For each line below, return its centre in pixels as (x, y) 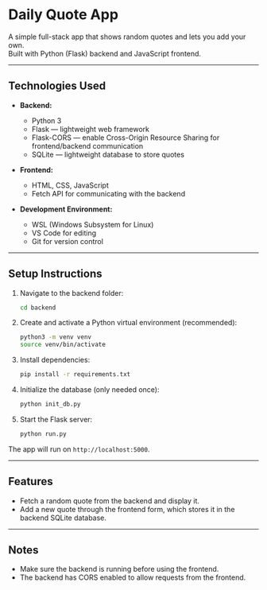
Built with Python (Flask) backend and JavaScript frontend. (104, 53)
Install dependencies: (55, 360)
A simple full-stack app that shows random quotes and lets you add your (127, 37)
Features (31, 481)
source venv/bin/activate (62, 345)
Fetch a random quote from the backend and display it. (110, 501)
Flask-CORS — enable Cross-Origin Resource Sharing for (126, 138)
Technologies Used (57, 86)
